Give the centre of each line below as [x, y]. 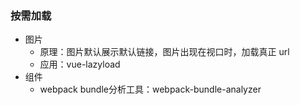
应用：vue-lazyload [80, 64]
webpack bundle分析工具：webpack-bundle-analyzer [150, 89]
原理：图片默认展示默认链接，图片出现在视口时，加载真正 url [164, 52]
